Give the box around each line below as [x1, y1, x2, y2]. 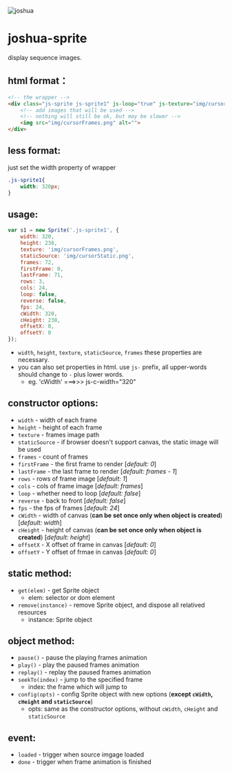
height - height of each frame [17, 423, 103, 431]
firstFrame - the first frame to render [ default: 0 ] [17, 459, 157, 468]
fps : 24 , [20, 303, 45, 310]
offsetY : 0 [20, 330, 52, 337]
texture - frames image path [17, 430, 99, 439]
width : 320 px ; [20, 183, 61, 190]
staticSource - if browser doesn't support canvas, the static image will [17, 438, 219, 446]
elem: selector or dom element [28, 593, 116, 601]
